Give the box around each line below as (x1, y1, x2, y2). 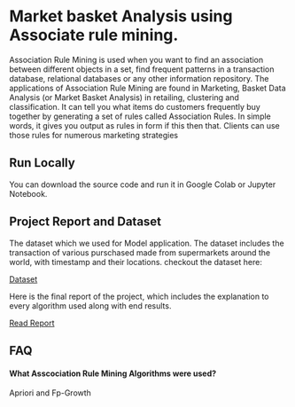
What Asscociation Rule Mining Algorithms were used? (9, 368, 217, 379)
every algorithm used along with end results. (9, 300, 172, 311)
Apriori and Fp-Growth (9, 387, 91, 398)
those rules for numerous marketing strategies (9, 129, 179, 140)
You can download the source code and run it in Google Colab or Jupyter (9, 179, 276, 190)
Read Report (9, 317, 55, 328)
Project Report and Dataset (9, 215, 162, 230)
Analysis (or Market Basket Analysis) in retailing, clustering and (9, 91, 239, 103)
